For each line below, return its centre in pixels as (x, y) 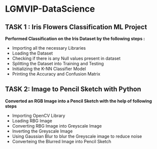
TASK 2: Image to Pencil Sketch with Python (73, 89)
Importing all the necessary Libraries (49, 48)
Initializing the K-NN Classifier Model (49, 69)
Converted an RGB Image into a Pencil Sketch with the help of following (78, 101)
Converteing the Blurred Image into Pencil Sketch (61, 141)
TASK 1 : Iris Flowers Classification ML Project (76, 27)
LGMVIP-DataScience (50, 9)
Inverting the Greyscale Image (42, 131)
